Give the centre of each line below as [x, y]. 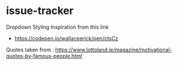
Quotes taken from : [30, 49]
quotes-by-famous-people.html [44, 56]
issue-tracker [40, 11]
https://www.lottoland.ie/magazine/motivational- [114, 49]
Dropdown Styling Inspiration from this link [58, 27]
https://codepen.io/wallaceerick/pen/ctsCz [66, 38]
